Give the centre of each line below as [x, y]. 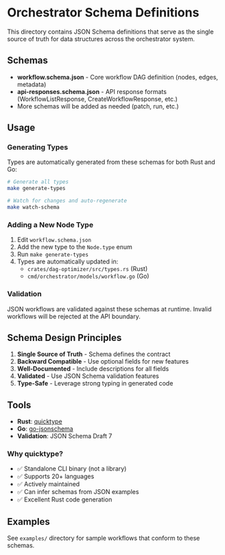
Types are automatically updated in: [68, 261]
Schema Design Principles [64, 338]
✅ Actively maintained [48, 484]
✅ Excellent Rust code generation [64, 499]
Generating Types [38, 147]
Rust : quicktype [40, 422]
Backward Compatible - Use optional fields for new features [103, 362]
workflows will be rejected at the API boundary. [74, 316]
